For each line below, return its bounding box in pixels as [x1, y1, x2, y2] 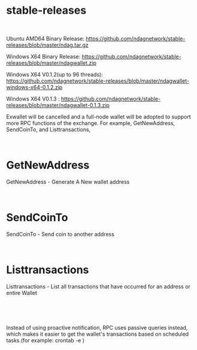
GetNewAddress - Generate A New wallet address [6, 178, 130, 185]
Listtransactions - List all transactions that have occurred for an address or [6, 282, 190, 290]
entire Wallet [6, 289, 38, 296]
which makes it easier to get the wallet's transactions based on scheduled [6, 330, 189, 337]
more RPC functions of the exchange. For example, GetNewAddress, [6, 119, 175, 126]
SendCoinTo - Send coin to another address [6, 230, 115, 238]
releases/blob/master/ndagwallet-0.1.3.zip [6, 101, 110, 108]
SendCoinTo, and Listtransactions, [6, 126, 91, 133]
